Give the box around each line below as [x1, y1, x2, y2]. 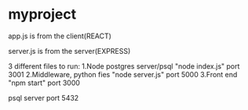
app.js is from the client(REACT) [8, 31, 112, 41]
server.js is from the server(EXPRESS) [8, 46, 131, 55]
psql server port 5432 [8, 93, 79, 102]
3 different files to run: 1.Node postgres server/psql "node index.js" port [8, 61, 240, 71]
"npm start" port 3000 [8, 78, 81, 87]
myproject [8, 5, 77, 23]
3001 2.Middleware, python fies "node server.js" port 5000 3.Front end [8, 69, 238, 79]
